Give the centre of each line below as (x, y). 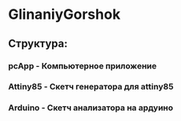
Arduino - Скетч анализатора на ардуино (91, 108)
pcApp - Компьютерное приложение (83, 66)
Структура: (38, 44)
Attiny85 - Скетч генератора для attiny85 (91, 86)
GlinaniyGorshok (64, 15)
